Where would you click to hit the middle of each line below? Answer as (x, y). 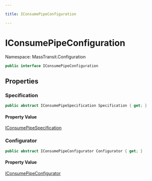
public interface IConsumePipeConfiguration (52, 66)
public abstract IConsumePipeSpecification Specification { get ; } (76, 106)
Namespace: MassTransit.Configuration (45, 57)
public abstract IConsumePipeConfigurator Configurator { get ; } (74, 151)
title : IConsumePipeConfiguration (41, 14)
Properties (22, 81)
